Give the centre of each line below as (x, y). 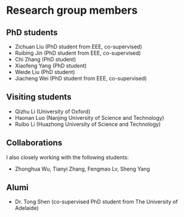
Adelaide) (27, 208)
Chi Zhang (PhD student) (45, 59)
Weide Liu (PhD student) (45, 72)
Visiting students (39, 97)
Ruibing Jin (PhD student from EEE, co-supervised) (78, 53)
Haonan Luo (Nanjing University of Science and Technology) (89, 117)
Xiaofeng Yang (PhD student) (51, 66)
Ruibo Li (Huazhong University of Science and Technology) (88, 124)
